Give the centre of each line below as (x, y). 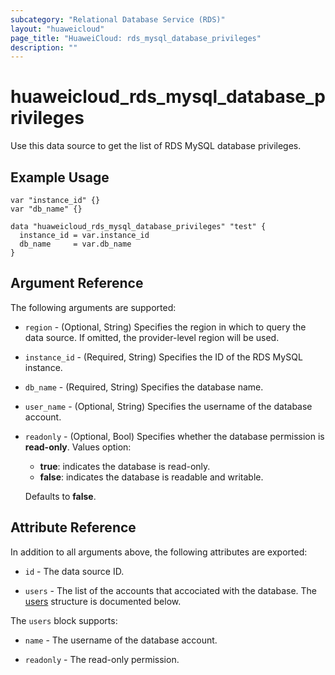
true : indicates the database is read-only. (125, 466)
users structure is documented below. (103, 601)
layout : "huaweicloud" (57, 29)
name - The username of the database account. (121, 640)
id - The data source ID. (74, 571)
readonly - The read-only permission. (102, 659)
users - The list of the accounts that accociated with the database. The (171, 590)
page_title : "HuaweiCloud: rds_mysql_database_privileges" (136, 38)
